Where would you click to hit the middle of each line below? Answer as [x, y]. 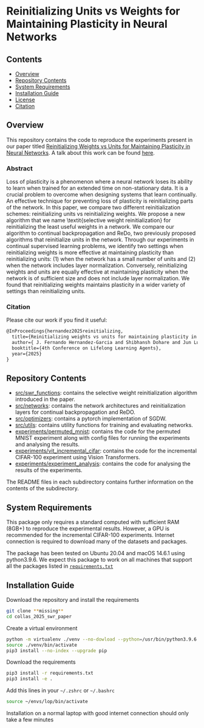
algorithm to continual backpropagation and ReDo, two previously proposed [101, 233]
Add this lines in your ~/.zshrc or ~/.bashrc [61, 690]
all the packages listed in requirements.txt [60, 566]
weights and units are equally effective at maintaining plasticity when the [97, 272]
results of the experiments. [49, 470]
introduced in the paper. [45, 399]
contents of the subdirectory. [42, 488]
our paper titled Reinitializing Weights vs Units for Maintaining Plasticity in [98, 146]
